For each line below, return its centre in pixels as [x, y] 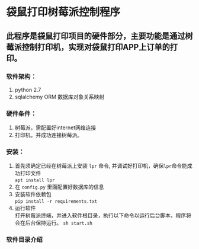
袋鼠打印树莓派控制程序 [63, 12]
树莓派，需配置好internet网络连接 [55, 127]
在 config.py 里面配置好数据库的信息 [60, 187]
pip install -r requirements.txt [56, 202]
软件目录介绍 [25, 240]
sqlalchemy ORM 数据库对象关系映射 [60, 97]
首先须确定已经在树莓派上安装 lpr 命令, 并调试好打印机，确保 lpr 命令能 [101, 166]
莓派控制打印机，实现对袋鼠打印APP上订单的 [88, 47]
